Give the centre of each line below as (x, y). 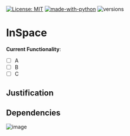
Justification (30, 93)
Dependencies (33, 113)
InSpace (26, 33)
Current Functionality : (34, 49)
